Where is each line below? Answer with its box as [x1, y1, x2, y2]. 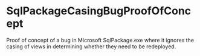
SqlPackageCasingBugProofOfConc [6, 4, 192, 18]
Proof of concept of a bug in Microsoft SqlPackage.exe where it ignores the [6, 36, 195, 43]
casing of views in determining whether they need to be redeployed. [6, 43, 176, 50]
